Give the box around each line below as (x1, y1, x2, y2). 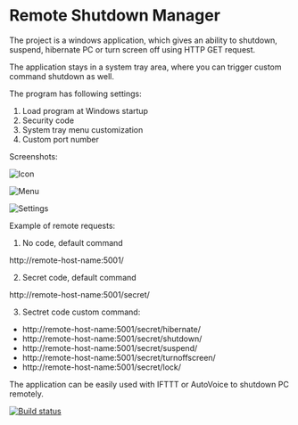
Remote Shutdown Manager (9, 5, 221, 26)
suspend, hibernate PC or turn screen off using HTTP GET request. (9, 44, 256, 54)
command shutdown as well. (9, 70, 114, 81)
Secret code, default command (21, 272, 137, 282)
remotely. (9, 388, 45, 399)
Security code (21, 115, 74, 126)
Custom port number (21, 134, 100, 144)
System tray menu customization (21, 124, 144, 135)
